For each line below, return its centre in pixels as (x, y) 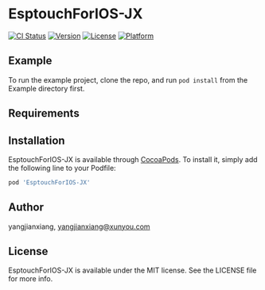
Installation (37, 140)
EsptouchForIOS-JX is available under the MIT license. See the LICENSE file (132, 270)
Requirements (44, 113)
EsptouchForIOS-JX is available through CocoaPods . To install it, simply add (133, 159)
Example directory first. (47, 88)
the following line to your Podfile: (62, 168)
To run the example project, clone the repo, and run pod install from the (128, 79)
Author (26, 207)
